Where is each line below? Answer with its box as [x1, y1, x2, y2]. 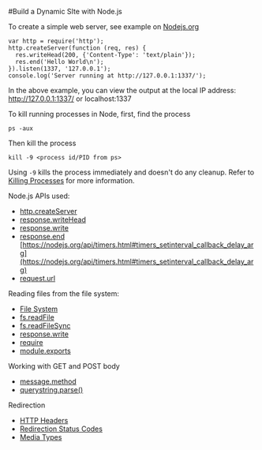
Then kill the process [8, 138, 77, 148]
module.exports [19, 347, 71, 355]
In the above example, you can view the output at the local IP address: [8, 86, 237, 95]
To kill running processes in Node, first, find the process [8, 110, 191, 118]
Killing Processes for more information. [8, 176, 136, 185]
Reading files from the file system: [8, 289, 120, 298]
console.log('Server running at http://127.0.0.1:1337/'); [8, 72, 207, 80]
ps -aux [8, 125, 34, 133]
